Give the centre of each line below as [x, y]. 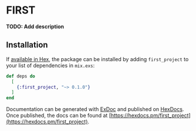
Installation [27, 45]
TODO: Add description [35, 26]
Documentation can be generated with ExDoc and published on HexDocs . [95, 109]
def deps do [21, 76]
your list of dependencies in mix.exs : [50, 65]
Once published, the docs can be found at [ [59, 116]
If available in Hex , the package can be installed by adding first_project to [97, 59]
